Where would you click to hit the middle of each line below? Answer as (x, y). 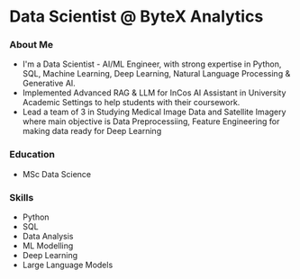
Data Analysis (48, 237)
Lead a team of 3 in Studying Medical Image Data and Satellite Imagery (154, 112)
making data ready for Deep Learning (92, 131)
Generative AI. (49, 84)
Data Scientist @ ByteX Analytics (136, 17)
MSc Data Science (57, 174)
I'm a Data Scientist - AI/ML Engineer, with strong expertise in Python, (152, 64)
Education (32, 155)
